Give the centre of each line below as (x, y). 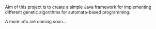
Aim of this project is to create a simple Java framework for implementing (78, 7)
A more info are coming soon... (36, 22)
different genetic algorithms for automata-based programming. (68, 12)
